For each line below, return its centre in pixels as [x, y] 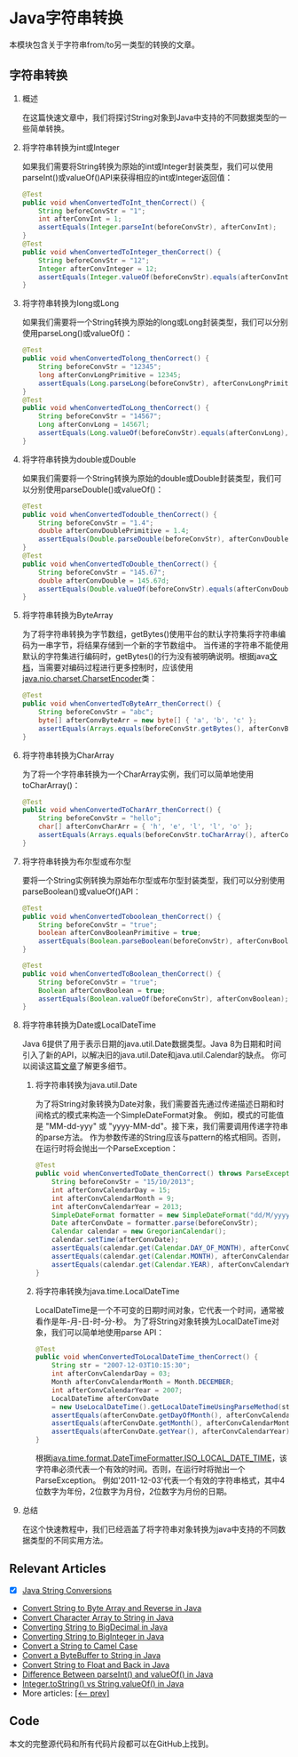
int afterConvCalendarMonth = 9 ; [114, 1198]
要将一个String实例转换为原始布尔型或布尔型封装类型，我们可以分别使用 [153, 880]
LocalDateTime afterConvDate [106, 1398]
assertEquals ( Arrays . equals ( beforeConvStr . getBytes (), [142, 729]
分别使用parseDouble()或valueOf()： [97, 489]
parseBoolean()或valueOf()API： [82, 891]
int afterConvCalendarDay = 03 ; [111, 1374]
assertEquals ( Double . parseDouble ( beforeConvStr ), [132, 539]
